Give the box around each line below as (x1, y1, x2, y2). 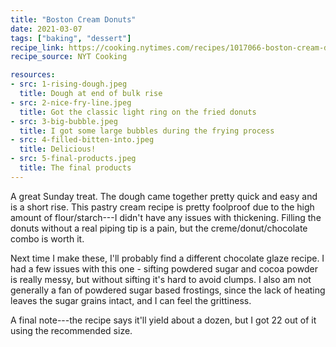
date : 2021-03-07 (10, 24, 83, 34)
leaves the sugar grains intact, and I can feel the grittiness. (10, 294, 252, 306)
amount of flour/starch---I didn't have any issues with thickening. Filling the (10, 211, 322, 223)
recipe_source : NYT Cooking (10, 52, 128, 62)
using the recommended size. (10, 324, 133, 336)
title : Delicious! (19, 144, 97, 155)
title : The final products (19, 163, 132, 173)
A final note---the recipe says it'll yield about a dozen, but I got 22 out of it (10, 314, 317, 326)
